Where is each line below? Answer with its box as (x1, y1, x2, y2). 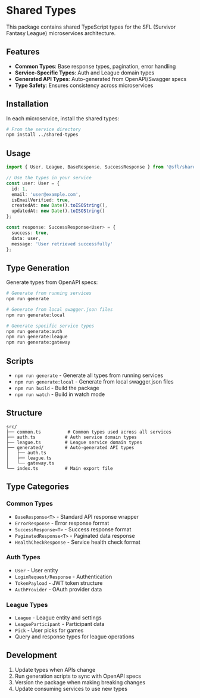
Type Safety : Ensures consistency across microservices (14, 82, 154, 89)
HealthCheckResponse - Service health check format (14, 538, 141, 546)
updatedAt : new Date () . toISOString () (11, 208, 105, 214)
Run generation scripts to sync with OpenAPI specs (14, 672, 142, 680)
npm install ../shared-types (6, 132, 79, 138)
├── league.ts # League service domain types (6, 439, 143, 445)
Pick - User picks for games (14, 627, 84, 634)
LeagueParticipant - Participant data (14, 621, 105, 628)
